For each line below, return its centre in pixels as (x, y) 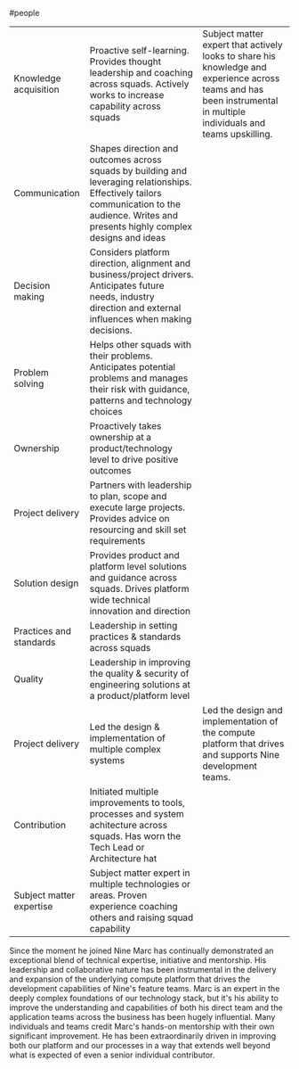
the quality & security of (139, 674)
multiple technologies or (140, 884)
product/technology (131, 448)
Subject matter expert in (140, 873)
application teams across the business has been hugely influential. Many (142, 1017)
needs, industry (122, 296)
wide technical (120, 600)
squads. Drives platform (139, 589)
